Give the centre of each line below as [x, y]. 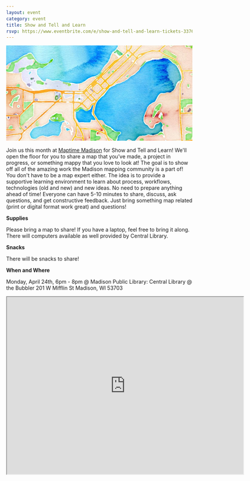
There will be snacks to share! [43, 259]
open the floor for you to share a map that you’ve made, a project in [88, 156]
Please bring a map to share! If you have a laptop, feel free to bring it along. [98, 229]
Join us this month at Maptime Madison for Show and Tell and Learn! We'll [97, 150]
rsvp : [13, 31]
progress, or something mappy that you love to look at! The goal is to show [97, 162]
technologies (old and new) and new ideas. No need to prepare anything [94, 188]
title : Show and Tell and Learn [46, 25]
